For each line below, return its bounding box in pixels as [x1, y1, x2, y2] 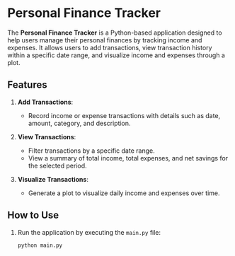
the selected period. [28, 161, 87, 170]
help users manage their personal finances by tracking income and [7, 35, 202, 44]
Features [7, 79, 47, 91]
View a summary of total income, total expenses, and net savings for [28, 153, 229, 162]
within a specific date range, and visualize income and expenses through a [7, 51, 225, 59]
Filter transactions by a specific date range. [28, 146, 155, 155]
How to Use [7, 209, 59, 221]
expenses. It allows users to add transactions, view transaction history [7, 43, 212, 52]
